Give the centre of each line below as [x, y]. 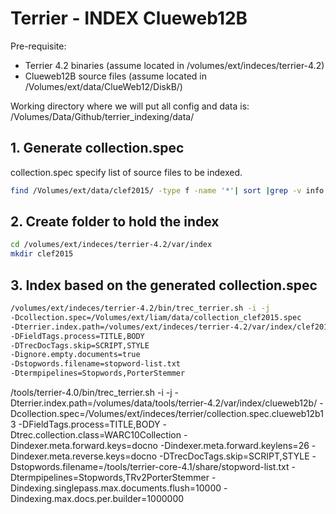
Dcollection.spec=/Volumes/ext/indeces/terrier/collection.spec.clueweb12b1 [167, 413]
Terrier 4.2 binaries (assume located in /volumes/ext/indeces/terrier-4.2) [174, 65]
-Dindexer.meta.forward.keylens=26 [234, 445]
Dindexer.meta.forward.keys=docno [84, 445]
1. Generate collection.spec [97, 148]
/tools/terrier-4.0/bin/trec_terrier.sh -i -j [91, 392]
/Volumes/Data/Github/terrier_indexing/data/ [102, 116]
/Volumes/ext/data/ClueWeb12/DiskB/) [103, 86]
